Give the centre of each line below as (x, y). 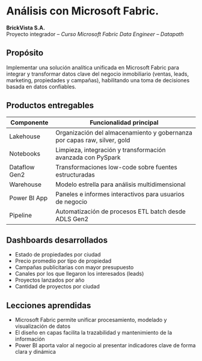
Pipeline (20, 215)
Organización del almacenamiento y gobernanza (124, 132)
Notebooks (25, 153)
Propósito (25, 53)
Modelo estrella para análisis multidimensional (120, 184)
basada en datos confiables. (41, 86)
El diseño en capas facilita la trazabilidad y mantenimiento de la (93, 333)
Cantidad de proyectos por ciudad (57, 287)
